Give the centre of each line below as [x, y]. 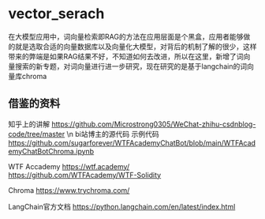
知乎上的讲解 [29, 124]
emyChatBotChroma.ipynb [51, 151]
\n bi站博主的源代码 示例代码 [113, 134]
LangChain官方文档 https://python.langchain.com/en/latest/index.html [122, 206]
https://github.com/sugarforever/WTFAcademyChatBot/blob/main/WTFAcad [132, 142]
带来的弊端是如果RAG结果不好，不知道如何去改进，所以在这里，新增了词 [126, 56]
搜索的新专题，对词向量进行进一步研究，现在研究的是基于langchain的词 [131, 66]
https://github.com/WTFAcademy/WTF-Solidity [85, 175]
